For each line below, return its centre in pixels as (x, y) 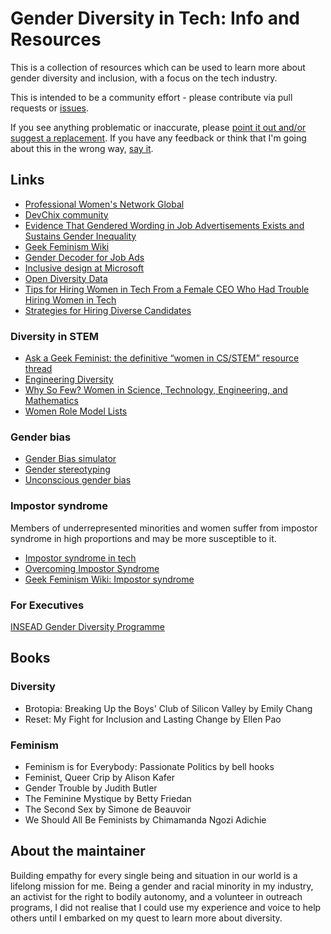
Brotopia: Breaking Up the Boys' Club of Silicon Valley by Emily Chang (168, 708)
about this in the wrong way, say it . (82, 148)
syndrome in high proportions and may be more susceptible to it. (143, 538)
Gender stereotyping (67, 469)
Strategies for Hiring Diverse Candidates (108, 310)
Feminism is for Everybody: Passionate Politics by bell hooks (149, 766)
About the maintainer (78, 851)
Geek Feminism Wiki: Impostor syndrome (109, 579)
